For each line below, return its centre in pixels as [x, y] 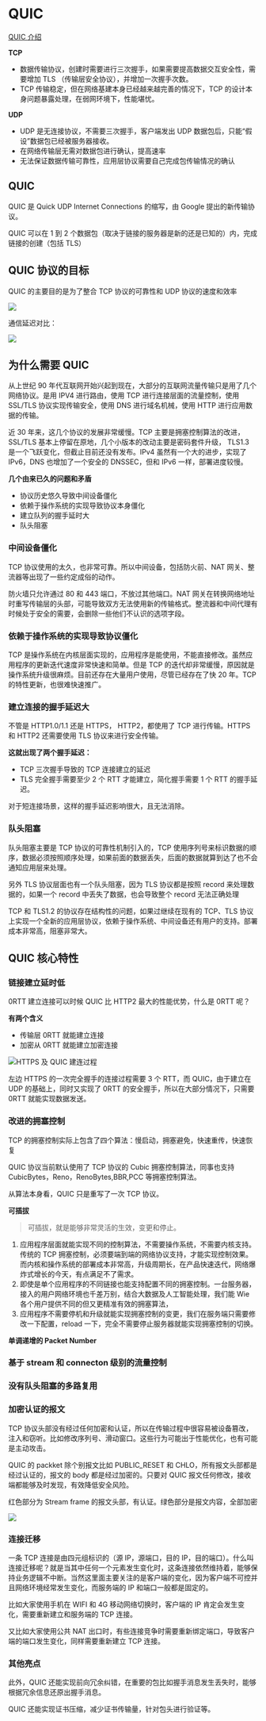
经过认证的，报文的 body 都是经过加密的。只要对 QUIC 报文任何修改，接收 [130, 1475]
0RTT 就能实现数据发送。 [49, 1099]
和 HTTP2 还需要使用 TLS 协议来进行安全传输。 [85, 736]
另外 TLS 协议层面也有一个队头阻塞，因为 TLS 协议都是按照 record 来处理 [128, 884]
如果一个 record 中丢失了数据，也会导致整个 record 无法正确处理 [134, 894]
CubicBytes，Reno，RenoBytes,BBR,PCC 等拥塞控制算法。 [104, 1177]
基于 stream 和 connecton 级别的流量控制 [88, 1363]
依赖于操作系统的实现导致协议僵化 [73, 636]
